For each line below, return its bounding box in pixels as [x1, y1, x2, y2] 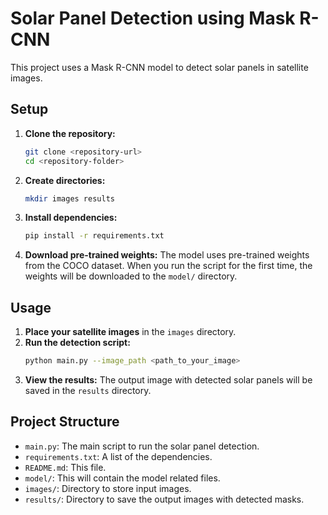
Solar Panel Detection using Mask [10, 7, 296, 30]
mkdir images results [24, 193, 115, 204]
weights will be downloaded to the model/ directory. [24, 270, 238, 282]
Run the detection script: [24, 337, 131, 349]
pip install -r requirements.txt [24, 231, 165, 241]
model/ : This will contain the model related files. [24, 472, 221, 484]
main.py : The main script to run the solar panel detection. [24, 440, 260, 452]
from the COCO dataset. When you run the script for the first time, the [24, 260, 313, 272]
